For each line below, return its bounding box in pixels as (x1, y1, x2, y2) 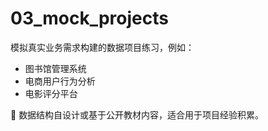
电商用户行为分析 (24, 75, 96, 87)
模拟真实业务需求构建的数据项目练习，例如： (10, 41, 195, 53)
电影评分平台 (24, 87, 78, 99)
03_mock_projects (10, 7, 169, 30)
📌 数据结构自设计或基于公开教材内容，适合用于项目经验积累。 (10, 108, 265, 121)
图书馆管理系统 (24, 62, 87, 74)
